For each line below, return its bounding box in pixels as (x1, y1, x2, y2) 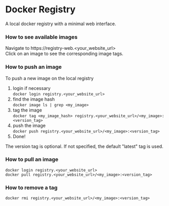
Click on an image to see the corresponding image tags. (5, 50, 124, 57)
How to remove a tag (5, 184, 58, 191)
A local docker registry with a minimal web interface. (5, 21, 116, 27)
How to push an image (5, 63, 62, 70)
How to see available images (5, 33, 78, 41)
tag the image (12, 107, 43, 113)
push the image (12, 122, 46, 128)
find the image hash (12, 96, 55, 102)
